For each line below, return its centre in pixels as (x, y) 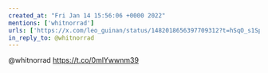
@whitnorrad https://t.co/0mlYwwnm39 (74, 60)
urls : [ (21, 30)
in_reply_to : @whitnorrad (51, 38)
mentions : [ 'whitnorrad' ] (51, 23)
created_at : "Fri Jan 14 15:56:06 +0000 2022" (87, 15)
